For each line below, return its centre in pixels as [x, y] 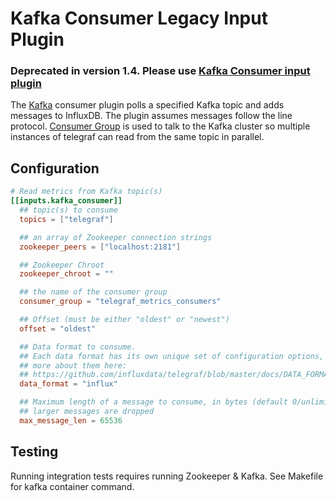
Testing [34, 452]
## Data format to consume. [78, 347]
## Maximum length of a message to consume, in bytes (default [153, 402]
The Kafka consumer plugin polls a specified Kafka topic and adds [147, 105]
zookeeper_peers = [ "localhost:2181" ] [100, 247]
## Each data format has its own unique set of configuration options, [172, 356]
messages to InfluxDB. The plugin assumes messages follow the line [151, 116]
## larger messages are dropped [87, 412]
